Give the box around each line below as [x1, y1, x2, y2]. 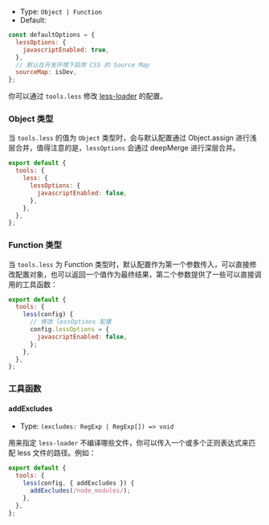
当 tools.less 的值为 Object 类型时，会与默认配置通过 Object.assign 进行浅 [8, 133, 257, 143]
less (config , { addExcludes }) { [22, 479, 135, 487]
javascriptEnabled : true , [22, 46, 110, 54]
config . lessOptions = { [29, 326, 110, 334]
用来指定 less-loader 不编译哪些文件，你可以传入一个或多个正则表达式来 [8, 438, 249, 448]
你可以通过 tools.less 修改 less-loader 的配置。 [8, 92, 167, 101]
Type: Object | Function [19, 7, 103, 16]
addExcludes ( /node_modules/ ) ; [29, 486, 131, 495]
